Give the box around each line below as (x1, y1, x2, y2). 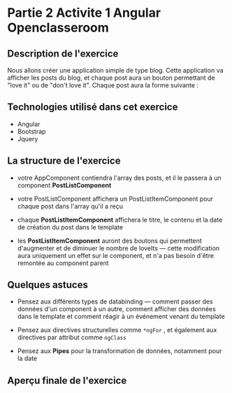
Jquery (17, 134, 38, 143)
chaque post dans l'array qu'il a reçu (17, 201, 124, 210)
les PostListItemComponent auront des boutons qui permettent (17, 236, 203, 245)
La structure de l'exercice (7, 155, 121, 167)
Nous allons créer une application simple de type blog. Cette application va (7, 66, 224, 74)
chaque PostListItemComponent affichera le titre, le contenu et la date (17, 215, 223, 224)
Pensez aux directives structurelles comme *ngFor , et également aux (17, 326, 217, 334)
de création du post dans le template (17, 222, 124, 231)
